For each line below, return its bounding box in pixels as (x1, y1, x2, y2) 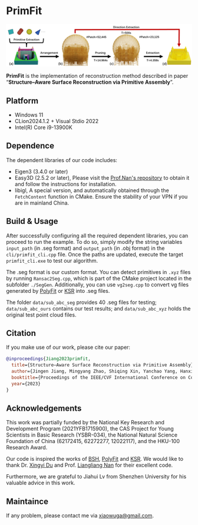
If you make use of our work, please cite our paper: (6, 344, 131, 351)
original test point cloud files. (6, 311, 77, 318)
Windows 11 (14, 111, 44, 118)
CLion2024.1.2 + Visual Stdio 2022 (14, 117, 99, 124)
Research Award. (6, 444, 48, 451)
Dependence (6, 141, 55, 151)
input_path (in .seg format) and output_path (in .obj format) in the (6, 245, 165, 252)
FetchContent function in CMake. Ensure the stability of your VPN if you (14, 193, 188, 200)
